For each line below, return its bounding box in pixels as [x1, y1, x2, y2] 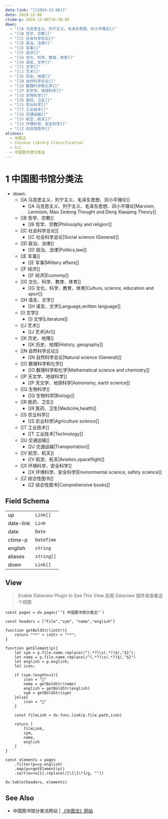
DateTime [35, 537, 57, 542]
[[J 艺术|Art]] [28, 329, 56, 335]
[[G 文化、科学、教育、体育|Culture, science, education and [28, 285, 154, 291]
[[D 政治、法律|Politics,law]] [28, 246, 87, 253]
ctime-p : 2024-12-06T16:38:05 [5, 17, 70, 22]
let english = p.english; [14, 659, 70, 664]
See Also [5, 793, 34, 802]
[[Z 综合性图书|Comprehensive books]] [28, 482, 110, 488]
